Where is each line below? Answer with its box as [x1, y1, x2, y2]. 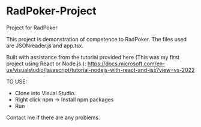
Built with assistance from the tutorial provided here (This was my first [6, 53, 180, 61]
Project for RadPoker [6, 24, 58, 31]
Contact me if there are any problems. [6, 114, 100, 121]
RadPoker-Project [6, 4, 97, 18]
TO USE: [6, 78, 28, 85]
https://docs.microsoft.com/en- [87, 60, 166, 67]
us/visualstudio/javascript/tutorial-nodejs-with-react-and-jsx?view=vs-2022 [6, 66, 195, 73]
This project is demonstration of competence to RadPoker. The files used [6, 35, 187, 43]
